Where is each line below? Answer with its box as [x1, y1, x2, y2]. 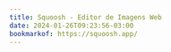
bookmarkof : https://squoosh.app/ [9, 29, 139, 38]
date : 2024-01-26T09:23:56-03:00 [9, 21, 134, 30]
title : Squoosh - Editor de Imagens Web [9, 12, 163, 22]
